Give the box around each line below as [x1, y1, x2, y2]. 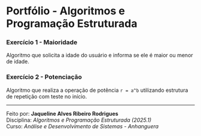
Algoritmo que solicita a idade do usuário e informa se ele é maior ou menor [6, 52, 193, 59]
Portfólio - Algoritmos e [6, 4, 126, 18]
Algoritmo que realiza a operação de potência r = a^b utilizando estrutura [6, 86, 188, 94]
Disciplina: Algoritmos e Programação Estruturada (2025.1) [6, 116, 151, 123]
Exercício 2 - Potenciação [6, 73, 82, 81]
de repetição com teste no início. [6, 92, 87, 100]
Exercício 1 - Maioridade [6, 38, 78, 47]
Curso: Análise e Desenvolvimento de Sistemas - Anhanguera [6, 122, 159, 129]
